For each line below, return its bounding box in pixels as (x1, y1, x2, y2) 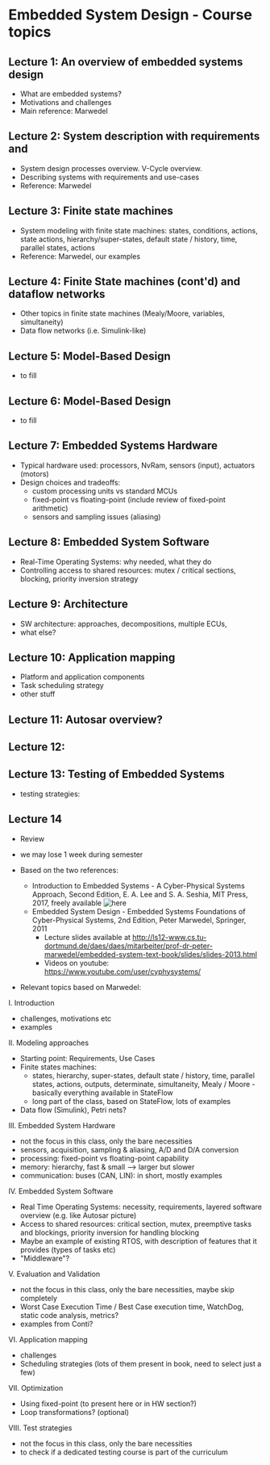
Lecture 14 (8, 812, 63, 826)
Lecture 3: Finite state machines (8, 204, 173, 218)
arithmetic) (31, 503, 69, 513)
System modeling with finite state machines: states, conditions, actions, (19, 225, 258, 235)
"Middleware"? (19, 1253, 70, 1263)
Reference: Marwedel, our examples (19, 251, 141, 261)
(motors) (19, 468, 50, 478)
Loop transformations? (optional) (19, 1407, 130, 1417)
